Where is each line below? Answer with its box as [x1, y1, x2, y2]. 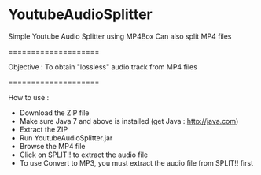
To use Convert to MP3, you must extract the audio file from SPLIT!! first [19, 158, 254, 167]
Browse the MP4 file [19, 141, 86, 151]
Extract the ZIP [19, 125, 68, 134]
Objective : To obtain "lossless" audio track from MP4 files [8, 61, 198, 72]
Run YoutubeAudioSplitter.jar [19, 132, 113, 143]
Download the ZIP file [19, 108, 90, 117]
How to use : [8, 92, 50, 102]
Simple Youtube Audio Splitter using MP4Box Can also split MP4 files [8, 32, 232, 41]
